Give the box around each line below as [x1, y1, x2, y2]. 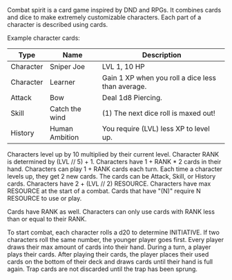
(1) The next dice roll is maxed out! [102, 108, 215, 118]
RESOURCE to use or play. [7, 194, 82, 202]
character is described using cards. [7, 21, 108, 28]
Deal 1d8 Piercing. [102, 93, 162, 102]
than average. [102, 82, 147, 91]
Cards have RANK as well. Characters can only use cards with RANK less [7, 208, 215, 216]
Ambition [49, 132, 79, 142]
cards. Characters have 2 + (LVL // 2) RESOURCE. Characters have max [7, 179, 211, 188]
